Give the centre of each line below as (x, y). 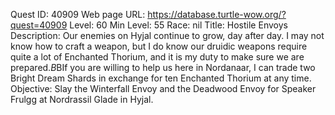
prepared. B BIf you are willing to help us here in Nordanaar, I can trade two (163, 67)
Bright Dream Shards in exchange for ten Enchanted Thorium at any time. (161, 78)
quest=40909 (39, 25)
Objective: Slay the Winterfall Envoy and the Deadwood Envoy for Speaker (163, 88)
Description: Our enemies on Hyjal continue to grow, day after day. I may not (167, 35)
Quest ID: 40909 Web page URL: (78, 14)
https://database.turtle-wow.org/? (217, 14)
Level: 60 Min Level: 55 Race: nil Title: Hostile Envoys (178, 25)
